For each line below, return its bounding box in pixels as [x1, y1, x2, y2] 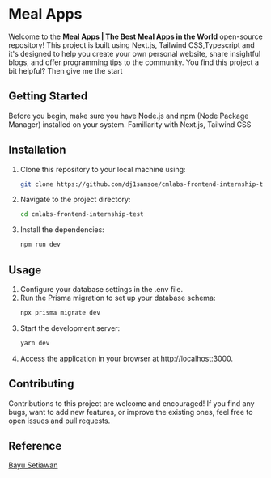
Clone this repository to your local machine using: [19, 164, 186, 174]
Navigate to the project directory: [19, 195, 131, 205]
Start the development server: [19, 323, 121, 332]
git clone [19, 180, 54, 188]
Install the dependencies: [19, 225, 105, 235]
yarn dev [19, 339, 50, 347]
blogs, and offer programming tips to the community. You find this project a [8, 57, 259, 67]
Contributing [8, 377, 74, 391]
